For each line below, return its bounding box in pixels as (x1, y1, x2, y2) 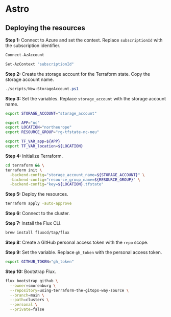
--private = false (10, 307, 44, 312)
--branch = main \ (10, 292, 44, 298)
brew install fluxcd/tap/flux (5, 230, 70, 236)
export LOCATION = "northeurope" (5, 125, 72, 130)
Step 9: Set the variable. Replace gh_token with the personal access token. (5, 249, 162, 255)
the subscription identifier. (5, 43, 61, 49)
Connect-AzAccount (5, 52, 44, 57)
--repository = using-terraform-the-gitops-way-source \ (10, 288, 129, 293)
